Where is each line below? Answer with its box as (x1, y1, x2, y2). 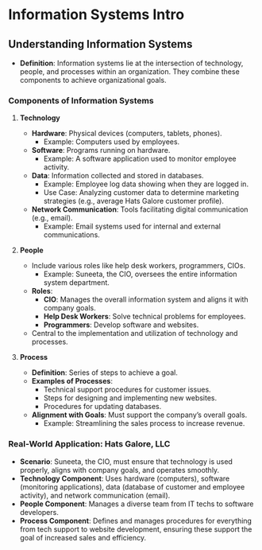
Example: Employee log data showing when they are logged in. (43, 179, 249, 189)
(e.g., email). (31, 213, 73, 223)
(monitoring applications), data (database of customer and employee (19, 482, 245, 491)
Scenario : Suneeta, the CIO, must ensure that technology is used (19, 456, 233, 466)
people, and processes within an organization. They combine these (19, 67, 240, 76)
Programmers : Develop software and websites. (43, 320, 199, 330)
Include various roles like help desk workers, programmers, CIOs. (31, 261, 246, 271)
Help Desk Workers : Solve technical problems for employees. (43, 312, 246, 322)
